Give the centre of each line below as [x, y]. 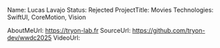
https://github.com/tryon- [169, 31]
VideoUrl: [67, 38]
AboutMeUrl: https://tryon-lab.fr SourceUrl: [69, 31]
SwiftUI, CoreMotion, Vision [47, 17]
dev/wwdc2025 [29, 38]
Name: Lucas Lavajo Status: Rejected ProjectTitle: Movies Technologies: [110, 10]
